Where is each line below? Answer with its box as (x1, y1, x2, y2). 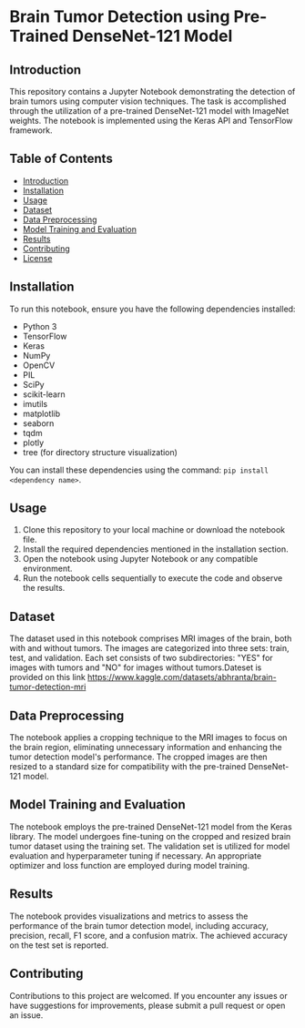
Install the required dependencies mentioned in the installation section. (22, 544, 289, 555)
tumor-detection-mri (9, 681, 86, 693)
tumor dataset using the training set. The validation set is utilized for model (9, 840, 290, 851)
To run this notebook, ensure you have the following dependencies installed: (9, 303, 296, 314)
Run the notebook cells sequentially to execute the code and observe (22, 573, 283, 584)
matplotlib (22, 408, 61, 419)
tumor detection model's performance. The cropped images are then (9, 751, 268, 762)
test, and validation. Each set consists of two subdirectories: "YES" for (9, 653, 273, 664)
